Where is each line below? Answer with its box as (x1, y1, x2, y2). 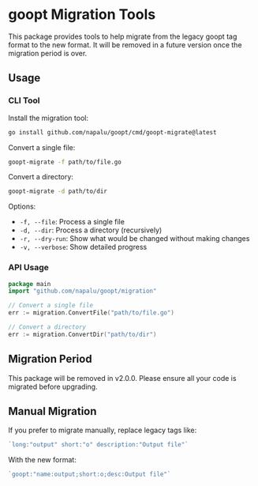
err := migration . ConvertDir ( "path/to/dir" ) (8, 330, 157, 338)
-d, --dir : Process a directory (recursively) (19, 225, 163, 235)
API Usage (8, 262, 49, 273)
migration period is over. (8, 48, 88, 58)
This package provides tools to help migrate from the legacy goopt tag (8, 32, 237, 41)
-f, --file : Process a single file (19, 217, 125, 227)
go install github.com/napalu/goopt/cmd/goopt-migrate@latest (8, 128, 217, 136)
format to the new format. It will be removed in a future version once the (8, 40, 242, 49)
